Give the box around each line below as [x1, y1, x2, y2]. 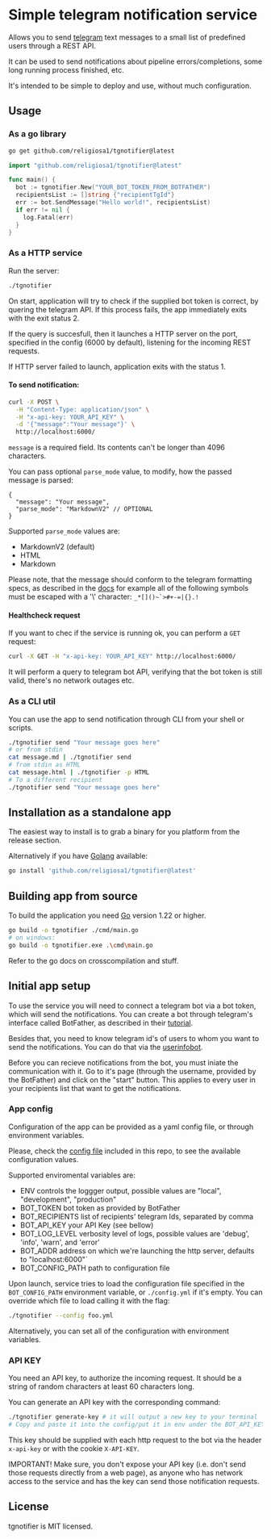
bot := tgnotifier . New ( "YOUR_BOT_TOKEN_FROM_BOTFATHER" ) [15, 183, 211, 191]
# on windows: [8, 934, 56, 942]
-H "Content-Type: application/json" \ [15, 405, 150, 413]
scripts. [8, 722, 34, 732]
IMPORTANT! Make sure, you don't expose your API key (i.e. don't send [8, 1459, 246, 1469]
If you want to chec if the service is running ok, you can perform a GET [8, 628, 241, 638]
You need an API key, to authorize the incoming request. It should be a [8, 1374, 242, 1383]
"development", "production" [19, 1194, 117, 1204]
